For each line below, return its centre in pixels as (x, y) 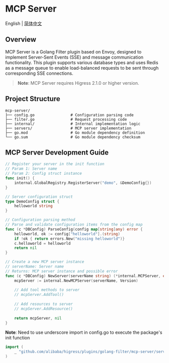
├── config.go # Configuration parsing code (70, 115)
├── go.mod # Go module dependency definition (75, 133)
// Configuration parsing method (40, 220)
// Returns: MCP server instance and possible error (62, 271)
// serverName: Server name (35, 267)
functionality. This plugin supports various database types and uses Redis (82, 62)
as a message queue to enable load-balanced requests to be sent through (82, 68)
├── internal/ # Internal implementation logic (73, 124)
